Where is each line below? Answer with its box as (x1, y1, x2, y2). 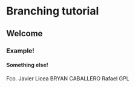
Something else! (6, 62, 48, 69)
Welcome (6, 28, 43, 39)
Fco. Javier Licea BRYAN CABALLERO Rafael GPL (6, 74, 130, 82)
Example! (6, 47, 35, 55)
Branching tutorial (6, 4, 99, 18)
